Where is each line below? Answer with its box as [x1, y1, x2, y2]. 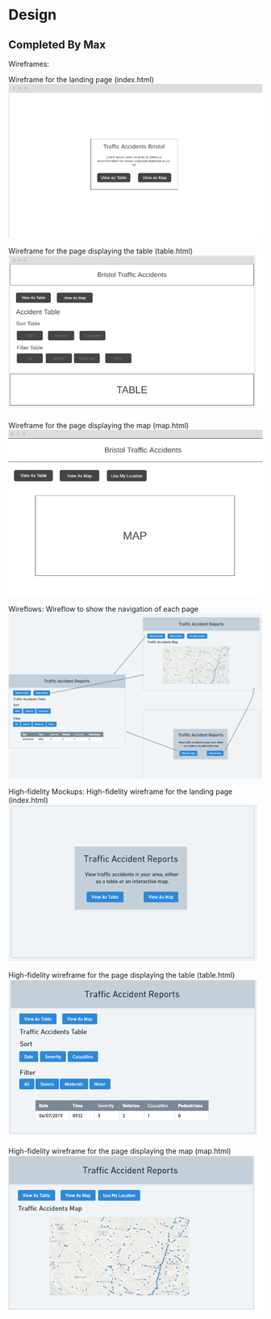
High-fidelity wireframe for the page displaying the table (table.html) [8, 970, 236, 979]
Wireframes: [8, 59, 50, 69]
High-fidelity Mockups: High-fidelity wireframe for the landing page [8, 787, 233, 796]
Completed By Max [8, 38, 106, 52]
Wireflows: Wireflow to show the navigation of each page [8, 603, 199, 614]
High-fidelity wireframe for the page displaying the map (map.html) [8, 1146, 231, 1156]
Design [8, 6, 57, 24]
